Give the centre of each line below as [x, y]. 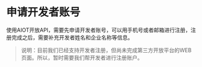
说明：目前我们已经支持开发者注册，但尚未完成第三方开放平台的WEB [106, 50]
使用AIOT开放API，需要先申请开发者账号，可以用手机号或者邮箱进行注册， [99, 30]
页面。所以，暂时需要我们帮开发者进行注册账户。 [82, 57]
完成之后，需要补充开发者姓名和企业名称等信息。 [72, 37]
